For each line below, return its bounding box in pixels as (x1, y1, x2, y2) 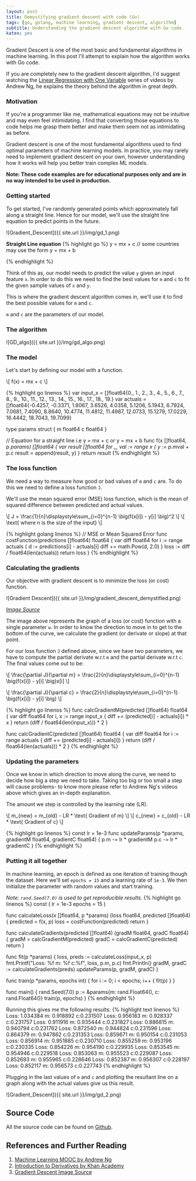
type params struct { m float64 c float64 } (6, 426, 107, 433)
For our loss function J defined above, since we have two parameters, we (6, 647, 183, 654)
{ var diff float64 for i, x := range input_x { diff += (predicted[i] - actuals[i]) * (6, 712, 189, 719)
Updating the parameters (6, 757, 79, 766)
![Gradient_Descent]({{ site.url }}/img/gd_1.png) (6, 229, 120, 236)
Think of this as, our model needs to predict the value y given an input (6, 269, 174, 276)
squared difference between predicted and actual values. (6, 501, 145, 508)
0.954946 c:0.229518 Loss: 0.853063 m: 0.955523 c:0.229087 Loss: (6, 1050, 173, 1057)
